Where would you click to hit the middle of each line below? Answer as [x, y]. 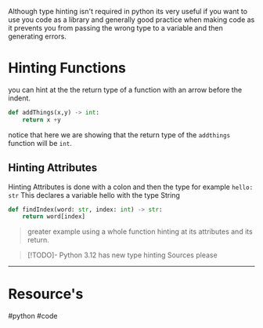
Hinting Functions [67, 68]
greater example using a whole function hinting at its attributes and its [140, 231]
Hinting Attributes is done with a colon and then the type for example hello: [131, 187]
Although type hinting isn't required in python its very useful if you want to [128, 11]
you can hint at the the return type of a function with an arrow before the [125, 89]
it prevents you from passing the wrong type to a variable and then [115, 28]
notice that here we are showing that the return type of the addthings [119, 135]
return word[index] [54, 217]
